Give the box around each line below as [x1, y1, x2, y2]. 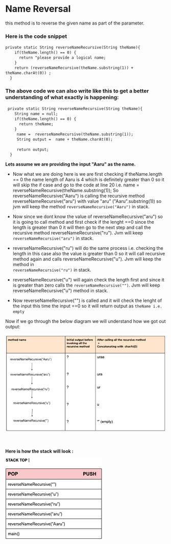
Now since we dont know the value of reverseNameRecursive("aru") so [12, 213, 163, 220]
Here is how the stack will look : [5, 448, 74, 455]
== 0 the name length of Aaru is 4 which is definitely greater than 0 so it [12, 176, 164, 182]
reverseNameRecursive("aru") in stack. [12, 235, 94, 241]
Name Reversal [5, 3, 71, 15]
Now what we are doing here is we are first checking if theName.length [12, 171, 162, 177]
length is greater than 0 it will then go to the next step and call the [12, 224, 151, 230]
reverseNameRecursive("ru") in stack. [12, 267, 92, 273]
